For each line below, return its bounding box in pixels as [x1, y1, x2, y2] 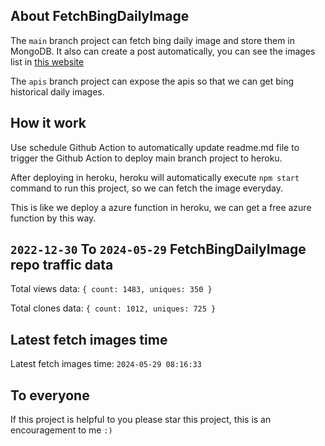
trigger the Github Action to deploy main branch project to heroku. [10, 152, 283, 164]
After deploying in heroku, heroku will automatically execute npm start [10, 171, 300, 183]
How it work [10, 115, 87, 132]
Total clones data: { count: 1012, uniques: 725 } [10, 302, 217, 314]
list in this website [10, 55, 85, 68]
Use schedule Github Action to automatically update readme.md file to [10, 141, 300, 153]
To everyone [10, 387, 90, 404]
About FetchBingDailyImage [10, 8, 190, 25]
